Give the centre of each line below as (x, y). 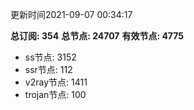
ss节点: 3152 (50, 57)
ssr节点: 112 (48, 69)
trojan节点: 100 (55, 94)
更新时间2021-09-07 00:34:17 (71, 14)
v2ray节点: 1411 (56, 82)
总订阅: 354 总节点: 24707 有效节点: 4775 (97, 36)
